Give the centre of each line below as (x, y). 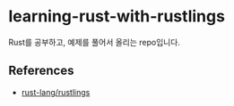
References (41, 71)
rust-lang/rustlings (56, 92)
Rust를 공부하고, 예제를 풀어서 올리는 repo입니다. (95, 42)
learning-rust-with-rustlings (117, 16)
